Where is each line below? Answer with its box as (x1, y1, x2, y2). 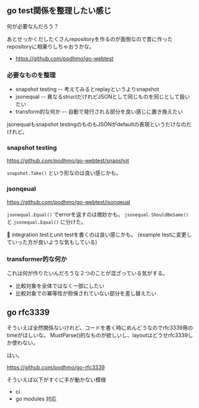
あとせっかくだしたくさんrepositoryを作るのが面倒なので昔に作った (7, 35, 173, 42)
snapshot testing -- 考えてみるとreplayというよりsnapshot (15, 86, 160, 93)
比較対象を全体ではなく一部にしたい (15, 282, 105, 289)
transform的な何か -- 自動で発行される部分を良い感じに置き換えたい (15, 108, 184, 115)
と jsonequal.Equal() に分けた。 (7, 218, 87, 226)
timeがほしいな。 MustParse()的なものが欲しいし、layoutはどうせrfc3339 (7, 331, 188, 339)
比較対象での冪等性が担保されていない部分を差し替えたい (15, 290, 157, 297)
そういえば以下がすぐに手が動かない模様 (7, 376, 106, 383)
